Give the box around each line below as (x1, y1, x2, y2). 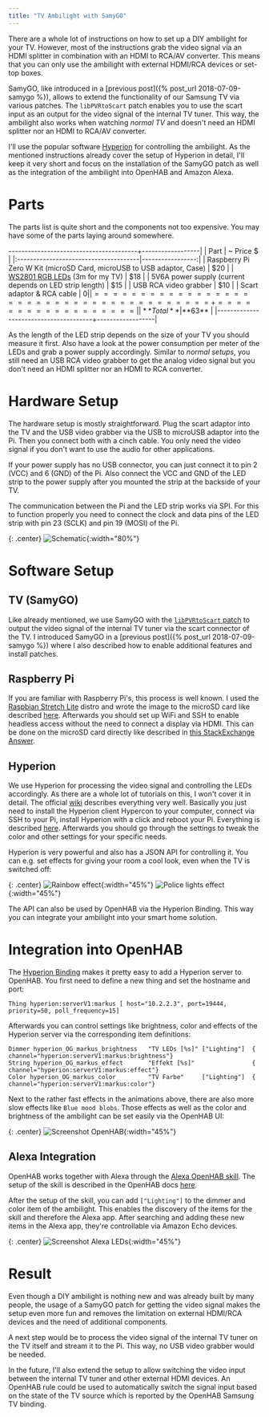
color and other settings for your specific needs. (8, 832, 168, 841)
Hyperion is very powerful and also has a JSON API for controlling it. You (8, 848, 249, 857)
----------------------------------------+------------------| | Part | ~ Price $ (8, 246, 259, 255)
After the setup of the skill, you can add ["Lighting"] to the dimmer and (8, 1195, 246, 1205)
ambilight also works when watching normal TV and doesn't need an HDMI (8, 117, 255, 127)
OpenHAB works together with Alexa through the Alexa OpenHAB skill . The (8, 1171, 256, 1181)
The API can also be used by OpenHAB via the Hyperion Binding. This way (8, 904, 254, 914)
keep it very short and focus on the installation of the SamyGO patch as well (8, 158, 259, 169)
